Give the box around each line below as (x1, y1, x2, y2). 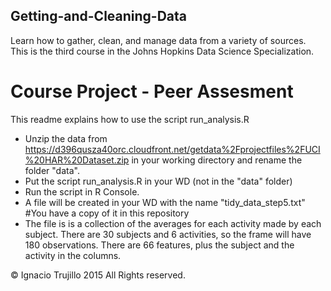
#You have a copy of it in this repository (24, 207, 190, 219)
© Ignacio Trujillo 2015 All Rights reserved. (10, 269, 186, 281)
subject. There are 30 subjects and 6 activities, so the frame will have (24, 228, 312, 240)
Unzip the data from (24, 132, 108, 144)
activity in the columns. (24, 249, 122, 261)
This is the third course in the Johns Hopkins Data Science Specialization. (10, 45, 315, 57)
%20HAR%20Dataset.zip (24, 154, 130, 166)
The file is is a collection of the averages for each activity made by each (24, 217, 322, 229)
